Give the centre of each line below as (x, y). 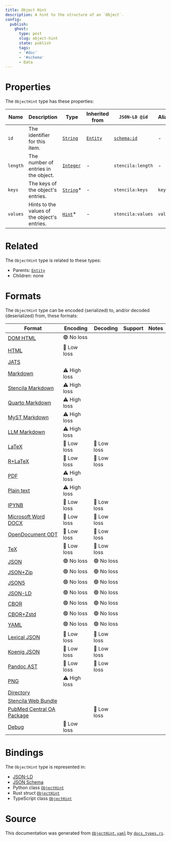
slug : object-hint (38, 39)
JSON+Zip (20, 572)
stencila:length (133, 166)
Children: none (28, 276)
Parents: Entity (29, 270)
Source (21, 819)
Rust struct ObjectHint (36, 793)
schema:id (125, 138)
